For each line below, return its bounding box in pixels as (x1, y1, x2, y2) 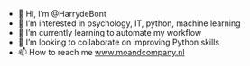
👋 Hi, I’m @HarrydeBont (17, 9, 106, 19)
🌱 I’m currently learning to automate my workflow (17, 28, 202, 37)
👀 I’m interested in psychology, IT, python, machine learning (17, 18, 241, 29)
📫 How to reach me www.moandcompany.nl (17, 47, 185, 57)
